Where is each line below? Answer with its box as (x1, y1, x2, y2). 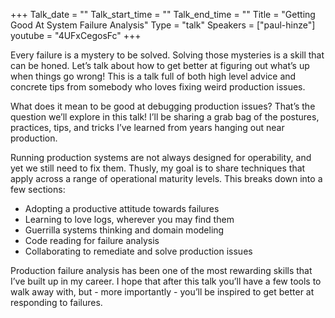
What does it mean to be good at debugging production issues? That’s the (10, 100, 316, 112)
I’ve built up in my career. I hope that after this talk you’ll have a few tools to (10, 275, 322, 287)
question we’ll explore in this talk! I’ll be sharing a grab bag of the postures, (10, 111, 320, 123)
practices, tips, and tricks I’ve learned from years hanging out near (10, 122, 285, 133)
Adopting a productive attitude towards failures (24, 203, 220, 214)
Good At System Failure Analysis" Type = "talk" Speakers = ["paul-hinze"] (10, 19, 316, 31)
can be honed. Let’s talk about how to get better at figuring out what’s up (10, 60, 310, 71)
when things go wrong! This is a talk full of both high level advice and (10, 70, 297, 82)
